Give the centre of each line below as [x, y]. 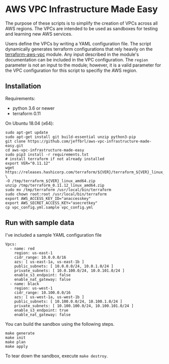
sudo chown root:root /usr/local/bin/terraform [56, 194]
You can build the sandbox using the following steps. [60, 324]
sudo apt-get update [27, 132]
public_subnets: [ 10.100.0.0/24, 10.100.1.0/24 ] [68, 301]
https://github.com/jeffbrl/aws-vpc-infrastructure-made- [90, 141]
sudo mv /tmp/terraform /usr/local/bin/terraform [58, 190]
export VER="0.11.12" [28, 163]
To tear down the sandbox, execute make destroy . [57, 355]
